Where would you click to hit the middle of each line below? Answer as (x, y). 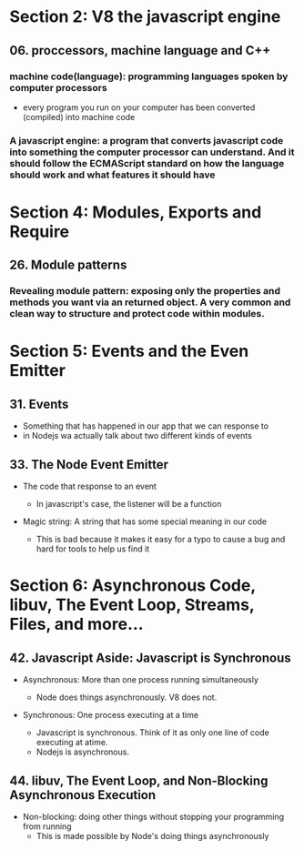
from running (47, 826)
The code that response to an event (90, 486)
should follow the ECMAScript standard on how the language (147, 163)
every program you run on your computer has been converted (139, 107)
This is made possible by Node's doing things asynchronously (152, 835)
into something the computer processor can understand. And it (152, 152)
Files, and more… (76, 624)
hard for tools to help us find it (93, 549)
